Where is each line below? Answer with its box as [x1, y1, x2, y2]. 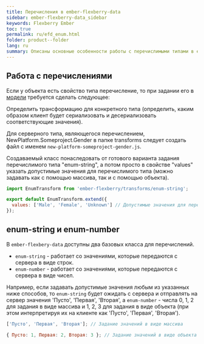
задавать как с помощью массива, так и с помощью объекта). [6, 174, 169, 181]
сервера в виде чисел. [15, 271, 75, 279]
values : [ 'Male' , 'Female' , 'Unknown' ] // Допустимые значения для [12, 202, 186, 208]
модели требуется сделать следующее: [6, 93, 110, 101]
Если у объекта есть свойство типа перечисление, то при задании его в [6, 87, 194, 94]
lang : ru [6, 43, 29, 49]
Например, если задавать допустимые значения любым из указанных [6, 283, 189, 291]
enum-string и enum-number [6, 224, 120, 235]
